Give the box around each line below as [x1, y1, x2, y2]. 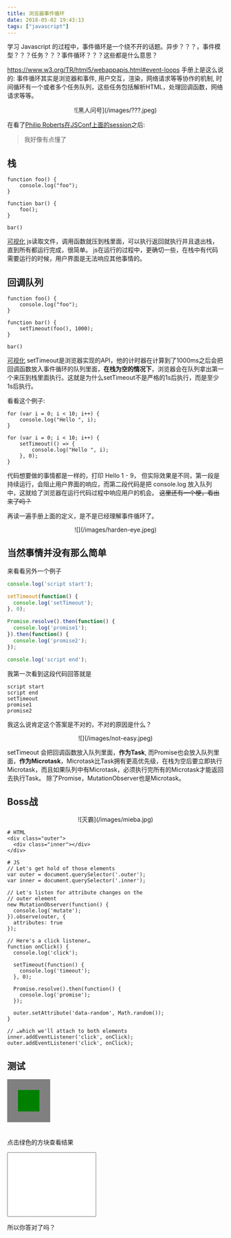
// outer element [7, 895, 57, 902]
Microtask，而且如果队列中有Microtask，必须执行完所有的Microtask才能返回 [7, 765, 224, 774]
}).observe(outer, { [7, 913, 67, 920]
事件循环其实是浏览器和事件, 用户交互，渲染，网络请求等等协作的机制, [16, 74, 214, 83]
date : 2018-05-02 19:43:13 [7, 17, 85, 23]
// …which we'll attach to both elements [7, 1028, 128, 1035]
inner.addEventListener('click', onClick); [7, 1034, 134, 1041]
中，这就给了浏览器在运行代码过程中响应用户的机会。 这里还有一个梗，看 [7, 489, 214, 497]
